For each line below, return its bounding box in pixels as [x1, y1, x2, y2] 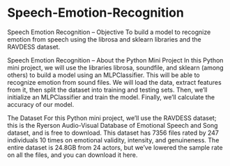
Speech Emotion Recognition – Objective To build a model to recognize [7, 28, 211, 36]
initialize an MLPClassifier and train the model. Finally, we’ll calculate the [7, 92, 215, 101]
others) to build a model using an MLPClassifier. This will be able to [7, 71, 200, 79]
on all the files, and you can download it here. [7, 151, 138, 159]
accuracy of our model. [7, 100, 75, 108]
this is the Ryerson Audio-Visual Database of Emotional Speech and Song [7, 121, 218, 129]
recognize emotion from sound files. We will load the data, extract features [7, 78, 222, 86]
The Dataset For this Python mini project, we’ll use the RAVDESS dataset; [7, 113, 217, 122]
